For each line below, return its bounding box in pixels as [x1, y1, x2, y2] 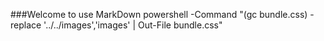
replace [10, 19, 42, 31]
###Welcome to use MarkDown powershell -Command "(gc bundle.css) [10, 9, 308, 20]
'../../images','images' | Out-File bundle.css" [43, 19, 223, 31]
